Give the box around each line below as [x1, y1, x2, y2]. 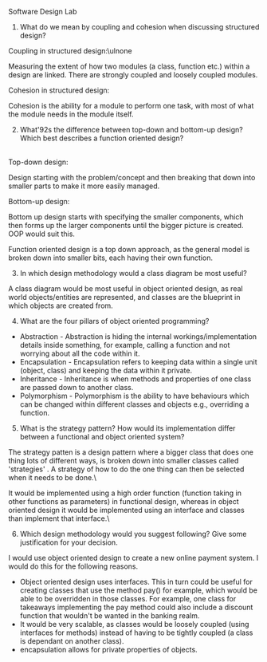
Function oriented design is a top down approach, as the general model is [8, 245, 250, 254]
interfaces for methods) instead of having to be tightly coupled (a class [19, 628, 253, 637]
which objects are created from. [8, 301, 113, 310]
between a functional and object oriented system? [19, 432, 185, 441]
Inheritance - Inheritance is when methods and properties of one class [19, 374, 252, 384]
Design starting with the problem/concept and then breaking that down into [8, 173, 256, 182]
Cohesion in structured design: [8, 85, 110, 95]
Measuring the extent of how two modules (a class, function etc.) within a [8, 61, 250, 71]
